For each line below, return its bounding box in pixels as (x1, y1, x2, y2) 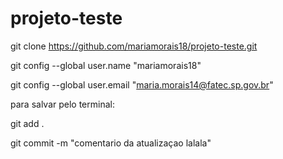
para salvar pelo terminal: (10, 98, 115, 110)
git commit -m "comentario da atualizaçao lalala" (10, 137, 212, 149)
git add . (10, 117, 45, 129)
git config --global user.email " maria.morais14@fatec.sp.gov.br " (10, 78, 274, 91)
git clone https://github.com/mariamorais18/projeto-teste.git (10, 40, 258, 52)
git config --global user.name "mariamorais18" (10, 59, 202, 71)
